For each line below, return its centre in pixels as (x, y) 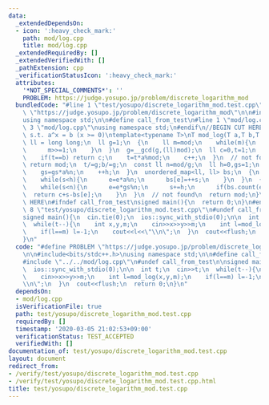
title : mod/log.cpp (55, 46)
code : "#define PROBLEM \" (60, 247)
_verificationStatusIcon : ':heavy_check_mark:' (96, 75)
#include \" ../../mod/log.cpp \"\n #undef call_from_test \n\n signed (136, 261)
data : (17, 16)
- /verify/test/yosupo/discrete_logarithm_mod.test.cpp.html (112, 381)
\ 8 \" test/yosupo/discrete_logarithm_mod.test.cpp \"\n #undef (128, 209)
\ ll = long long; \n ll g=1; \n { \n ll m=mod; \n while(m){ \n (139, 142)
